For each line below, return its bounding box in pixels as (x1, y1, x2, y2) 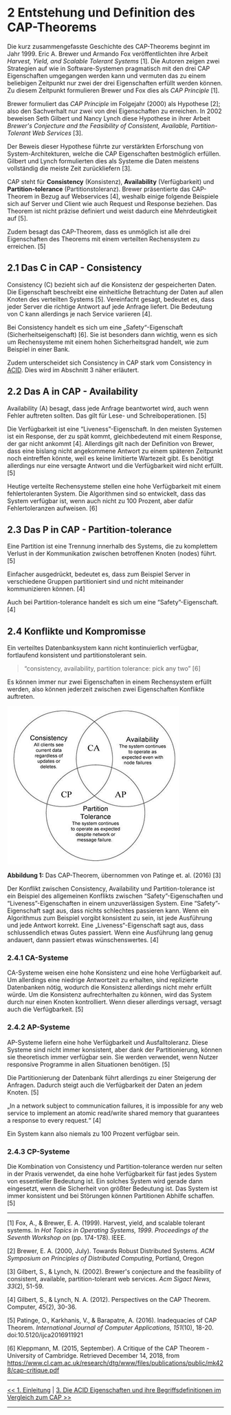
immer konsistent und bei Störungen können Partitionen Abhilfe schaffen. (7, 1192, 215, 1200)
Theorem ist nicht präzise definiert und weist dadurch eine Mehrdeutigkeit (7, 207, 217, 215)
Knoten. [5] (7, 1088, 39, 1097)
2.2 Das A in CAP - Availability (7, 386, 139, 398)
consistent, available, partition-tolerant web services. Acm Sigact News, (7, 1275, 212, 1283)
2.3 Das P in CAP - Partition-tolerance (7, 524, 172, 536)
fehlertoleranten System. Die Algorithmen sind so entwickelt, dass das (7, 489, 206, 498)
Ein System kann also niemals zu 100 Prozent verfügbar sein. (7, 1129, 180, 1138)
